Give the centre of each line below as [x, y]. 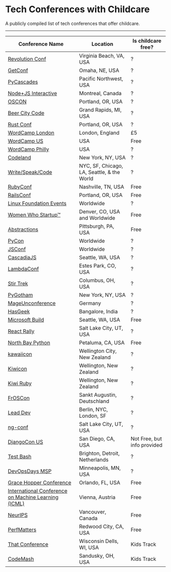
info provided [147, 445]
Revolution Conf [27, 59]
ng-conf [18, 427]
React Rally [21, 331]
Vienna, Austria [97, 497]
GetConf [18, 70]
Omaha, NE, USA [99, 70]
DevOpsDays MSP [30, 471]
